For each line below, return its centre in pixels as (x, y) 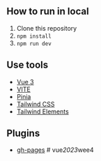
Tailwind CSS (36, 104)
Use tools (28, 65)
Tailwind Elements (42, 112)
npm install (34, 36)
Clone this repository (47, 28)
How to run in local (48, 11)
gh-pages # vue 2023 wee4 (55, 150)
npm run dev (34, 44)
